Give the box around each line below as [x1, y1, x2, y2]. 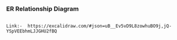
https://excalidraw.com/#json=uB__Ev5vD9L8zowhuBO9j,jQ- [27, 23, 172, 29]
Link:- [6, 23, 23, 29]
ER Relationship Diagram [6, 5, 79, 13]
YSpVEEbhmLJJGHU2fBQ [6, 28, 58, 34]
